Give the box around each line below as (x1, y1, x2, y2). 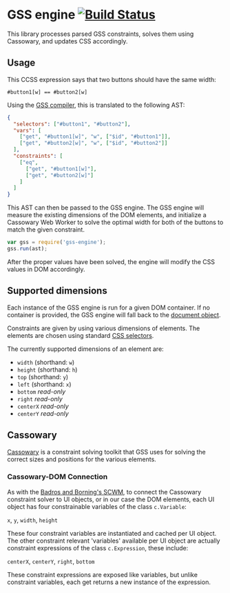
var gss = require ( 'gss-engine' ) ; (7, 239, 107, 246)
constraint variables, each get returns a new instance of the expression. (7, 578, 211, 586)
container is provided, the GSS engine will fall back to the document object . (7, 310, 221, 319)
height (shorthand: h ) (17, 365, 78, 374)
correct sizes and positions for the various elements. (7, 455, 156, 463)
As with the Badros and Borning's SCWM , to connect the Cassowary (7, 488, 202, 496)
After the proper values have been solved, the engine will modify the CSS (7, 257, 216, 265)
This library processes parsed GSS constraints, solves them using (7, 30, 194, 38)
